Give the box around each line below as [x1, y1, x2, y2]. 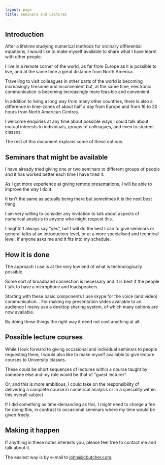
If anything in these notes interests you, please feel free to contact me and [5, 439, 156, 445]
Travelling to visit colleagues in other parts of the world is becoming [5, 78, 143, 84]
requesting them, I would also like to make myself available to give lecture [5, 351, 155, 357]
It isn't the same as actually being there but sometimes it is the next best [5, 196, 152, 202]
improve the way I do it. [5, 186, 53, 192]
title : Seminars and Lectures [5, 12, 67, 17]
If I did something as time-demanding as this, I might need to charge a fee [5, 401, 155, 407]
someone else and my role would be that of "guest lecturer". [5, 371, 128, 377]
